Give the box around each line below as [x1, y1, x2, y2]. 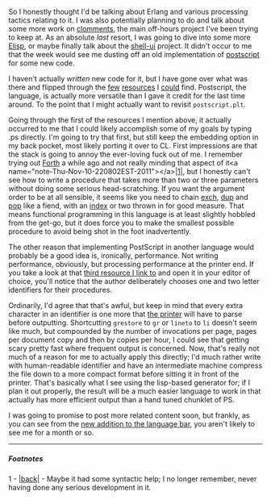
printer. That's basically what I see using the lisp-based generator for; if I [8, 378, 251, 387]
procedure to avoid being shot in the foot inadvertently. [8, 227, 192, 236]
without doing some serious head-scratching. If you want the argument [8, 184, 245, 193]
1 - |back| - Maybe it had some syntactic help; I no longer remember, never [8, 473, 257, 483]
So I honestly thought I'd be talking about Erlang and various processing [8, 7, 248, 16]
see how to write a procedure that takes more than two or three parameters [8, 175, 259, 185]
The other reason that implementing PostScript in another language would [8, 242, 254, 252]
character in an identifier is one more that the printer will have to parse [8, 310, 243, 319]
